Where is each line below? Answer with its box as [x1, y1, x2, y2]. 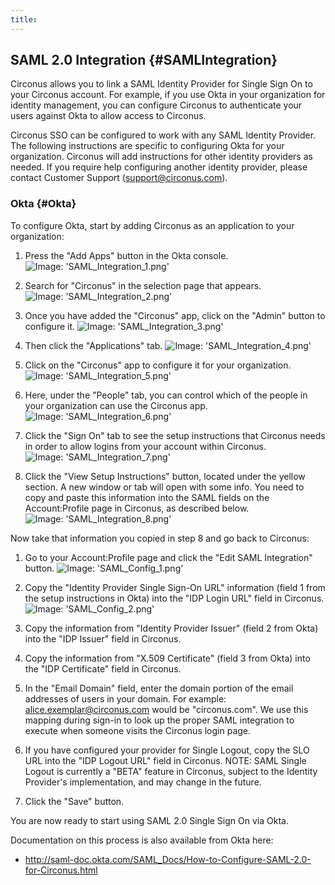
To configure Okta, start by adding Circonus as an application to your [10, 219, 295, 231]
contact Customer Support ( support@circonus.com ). [10, 172, 228, 184]
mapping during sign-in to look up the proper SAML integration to [24, 714, 295, 726]
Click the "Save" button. [24, 795, 125, 807]
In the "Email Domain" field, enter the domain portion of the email [24, 682, 294, 694]
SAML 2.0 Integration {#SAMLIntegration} [10, 52, 278, 69]
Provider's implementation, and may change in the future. [24, 776, 262, 788]
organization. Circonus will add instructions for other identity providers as [10, 151, 313, 163]
